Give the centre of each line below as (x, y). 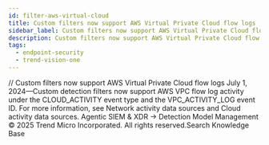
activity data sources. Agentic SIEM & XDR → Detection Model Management (133, 116)
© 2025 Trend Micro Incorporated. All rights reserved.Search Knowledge (129, 125)
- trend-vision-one (48, 61)
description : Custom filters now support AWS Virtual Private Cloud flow (134, 38)
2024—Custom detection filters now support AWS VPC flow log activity (126, 91)
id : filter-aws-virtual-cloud (59, 16)
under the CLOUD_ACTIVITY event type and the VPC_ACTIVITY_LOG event (132, 100)
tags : (17, 45)
